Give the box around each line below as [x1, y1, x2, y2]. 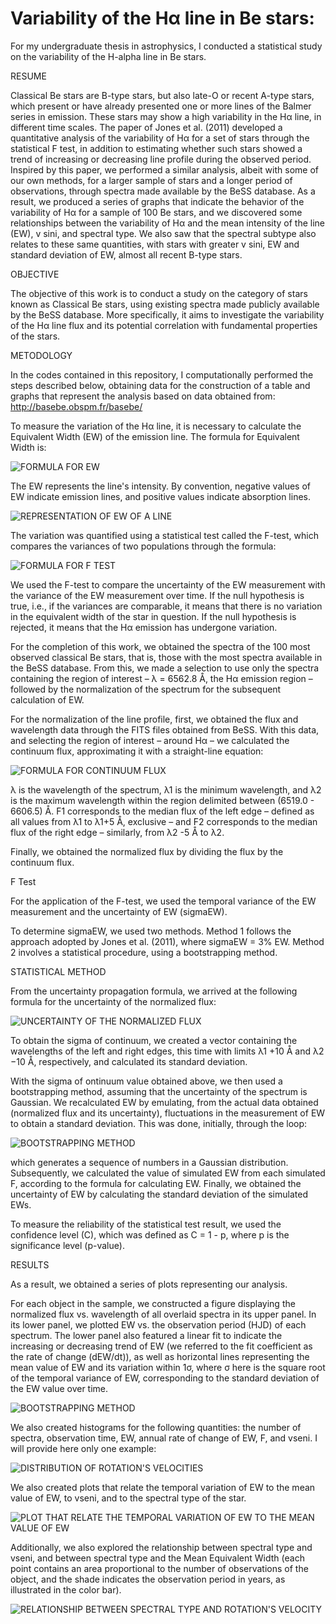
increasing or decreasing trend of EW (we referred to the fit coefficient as [10, 1340, 313, 1352]
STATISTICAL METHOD [10, 965, 107, 977]
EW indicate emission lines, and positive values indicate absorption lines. [10, 490, 312, 502]
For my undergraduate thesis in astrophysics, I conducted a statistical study [10, 40, 323, 52]
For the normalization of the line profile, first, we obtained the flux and [10, 713, 299, 725]
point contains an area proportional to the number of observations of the [10, 1562, 309, 1574]
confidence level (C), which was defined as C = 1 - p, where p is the [10, 1228, 290, 1241]
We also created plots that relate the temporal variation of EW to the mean [10, 1481, 316, 1493]
